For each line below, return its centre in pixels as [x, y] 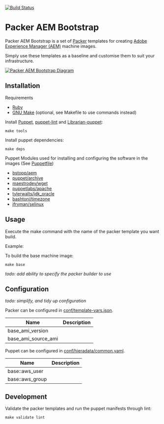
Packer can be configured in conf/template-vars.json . [59, 310]
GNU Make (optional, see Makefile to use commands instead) [74, 112]
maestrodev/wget [30, 183]
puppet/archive [27, 178]
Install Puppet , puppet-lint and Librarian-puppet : [54, 122]
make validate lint [25, 418]
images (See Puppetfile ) [29, 163]
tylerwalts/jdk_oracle [33, 193]
